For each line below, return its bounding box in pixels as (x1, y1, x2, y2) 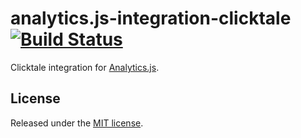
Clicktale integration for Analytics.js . (10, 61, 160, 73)
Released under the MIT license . (10, 117, 144, 129)
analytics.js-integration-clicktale (10, 7, 292, 30)
